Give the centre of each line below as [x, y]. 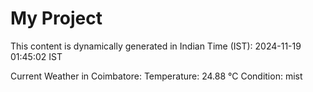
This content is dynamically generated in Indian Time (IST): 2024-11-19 [156, 46]
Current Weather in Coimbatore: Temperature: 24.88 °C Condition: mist [156, 76]
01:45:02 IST [36, 56]
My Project [56, 18]
